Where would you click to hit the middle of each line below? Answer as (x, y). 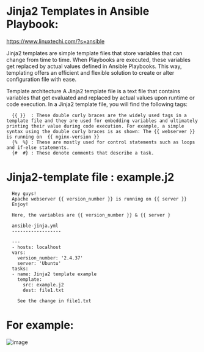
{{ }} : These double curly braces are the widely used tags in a (100, 115)
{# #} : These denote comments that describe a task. (83, 153)
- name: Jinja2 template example (54, 274)
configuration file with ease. (42, 79)
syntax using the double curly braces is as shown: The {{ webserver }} (101, 131)
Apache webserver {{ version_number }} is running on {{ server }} (100, 199)
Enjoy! (20, 204)
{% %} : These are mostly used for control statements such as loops (104, 142)
